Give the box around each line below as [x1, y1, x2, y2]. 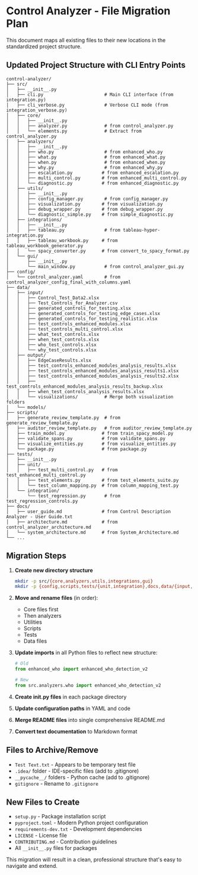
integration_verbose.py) [6, 107, 68, 113]
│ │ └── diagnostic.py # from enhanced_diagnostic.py [6, 180, 179, 186]
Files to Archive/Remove [6, 745, 99, 755]
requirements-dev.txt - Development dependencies [14, 826, 142, 833]
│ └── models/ [6, 404, 46, 410]
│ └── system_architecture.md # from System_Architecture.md [6, 529, 179, 535]
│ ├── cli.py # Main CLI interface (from [6, 91, 174, 98]
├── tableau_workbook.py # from [27, 237, 118, 244]
